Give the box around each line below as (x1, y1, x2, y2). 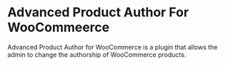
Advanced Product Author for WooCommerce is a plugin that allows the (7, 43, 218, 51)
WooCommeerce (7, 19, 110, 35)
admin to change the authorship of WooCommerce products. (7, 50, 186, 59)
